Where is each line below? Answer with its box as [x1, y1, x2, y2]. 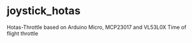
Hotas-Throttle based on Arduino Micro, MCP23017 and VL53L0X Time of [7, 24, 187, 31]
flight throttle [7, 29, 39, 37]
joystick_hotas [7, 4, 81, 18]
